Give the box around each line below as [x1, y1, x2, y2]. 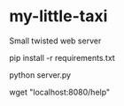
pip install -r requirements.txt [9, 52, 115, 63]
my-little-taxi [9, 6, 108, 26]
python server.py [9, 69, 72, 80]
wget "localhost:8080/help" [9, 87, 111, 97]
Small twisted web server [9, 35, 102, 46]
